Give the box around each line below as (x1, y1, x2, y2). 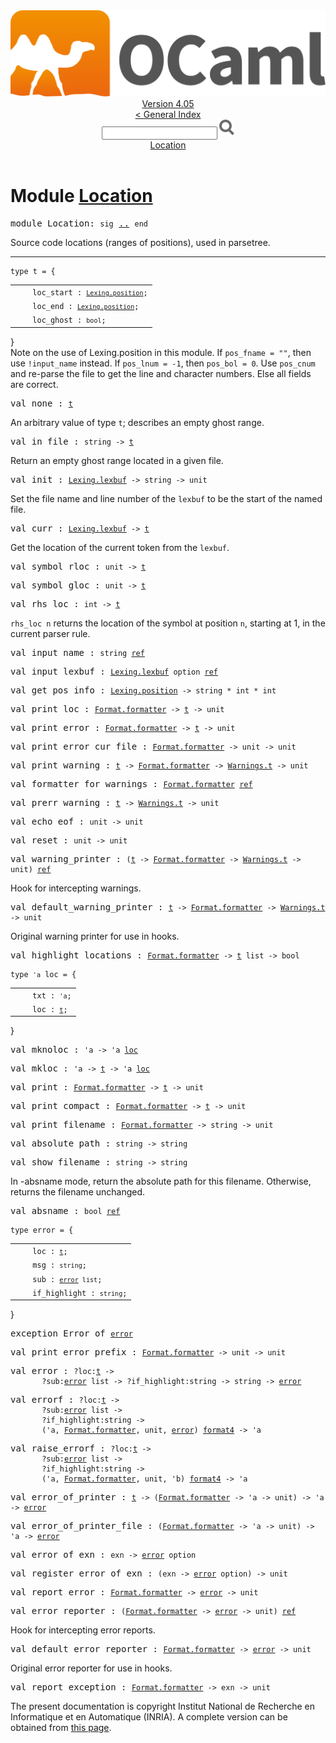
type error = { (10, 1225, 74, 1236)
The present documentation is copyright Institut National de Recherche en (10, 1700, 315, 1713)
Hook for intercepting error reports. (10, 1624, 156, 1636)
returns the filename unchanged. (10, 1186, 146, 1198)
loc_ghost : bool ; (32, 315, 107, 326)
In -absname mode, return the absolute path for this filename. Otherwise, (10, 1175, 312, 1188)
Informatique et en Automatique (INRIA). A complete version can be (10, 1711, 288, 1723)
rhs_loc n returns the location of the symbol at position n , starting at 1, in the (10, 617, 326, 629)
